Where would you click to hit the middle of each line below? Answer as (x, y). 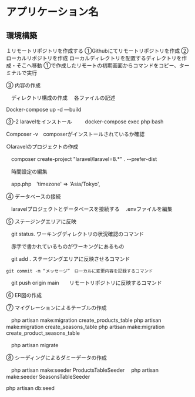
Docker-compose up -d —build (44, 110)
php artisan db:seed (30, 388)
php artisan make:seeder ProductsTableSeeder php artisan (85, 370)
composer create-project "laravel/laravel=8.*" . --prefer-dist (84, 159)
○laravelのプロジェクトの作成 (42, 147)
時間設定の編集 (29, 171)
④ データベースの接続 (33, 196)
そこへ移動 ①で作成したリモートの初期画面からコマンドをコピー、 (98, 65)
